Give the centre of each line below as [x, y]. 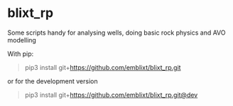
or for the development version [53, 81]
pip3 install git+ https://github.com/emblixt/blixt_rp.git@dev [111, 95]
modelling [22, 40]
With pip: [21, 54]
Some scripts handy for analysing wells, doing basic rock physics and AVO [116, 33]
